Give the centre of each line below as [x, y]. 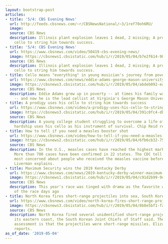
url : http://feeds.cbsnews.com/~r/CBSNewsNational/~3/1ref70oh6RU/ [81, 24]
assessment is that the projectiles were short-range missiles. [82, 224]
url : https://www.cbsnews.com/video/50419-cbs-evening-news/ [75, 52]
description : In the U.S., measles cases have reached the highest [81, 150]
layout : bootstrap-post [30, 10]
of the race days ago [36, 191]
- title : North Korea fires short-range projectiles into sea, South [79, 196]
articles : [15, 15]
